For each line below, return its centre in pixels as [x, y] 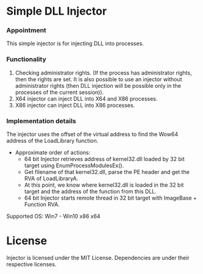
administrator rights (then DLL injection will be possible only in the [98, 85]
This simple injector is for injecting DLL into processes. [75, 43]
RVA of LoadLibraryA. [51, 179]
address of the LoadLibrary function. [52, 141]
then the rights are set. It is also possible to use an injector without [98, 79]
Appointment [27, 31]
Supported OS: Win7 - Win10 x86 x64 [53, 216]
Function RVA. [42, 204]
